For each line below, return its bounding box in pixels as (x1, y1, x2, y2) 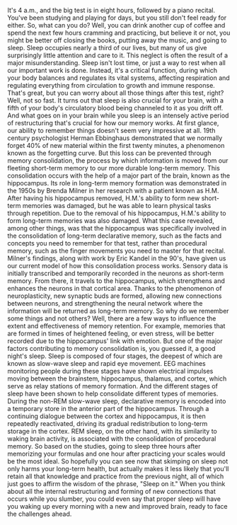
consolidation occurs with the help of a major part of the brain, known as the (7, 171, 231, 180)
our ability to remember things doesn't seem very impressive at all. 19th (7, 127, 216, 134)
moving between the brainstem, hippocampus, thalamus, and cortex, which (7, 374, 227, 383)
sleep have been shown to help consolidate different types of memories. (7, 389, 219, 398)
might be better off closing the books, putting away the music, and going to (7, 36, 227, 45)
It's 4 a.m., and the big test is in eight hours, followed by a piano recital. (7, 6, 216, 14)
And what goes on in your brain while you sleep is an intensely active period (7, 111, 229, 120)
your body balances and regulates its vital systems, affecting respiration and (7, 74, 230, 82)
